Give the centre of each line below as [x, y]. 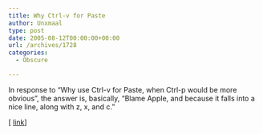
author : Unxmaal [35, 23]
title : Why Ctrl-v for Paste [57, 16]
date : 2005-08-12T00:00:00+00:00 [64, 38]
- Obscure [32, 61]
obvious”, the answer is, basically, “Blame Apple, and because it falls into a [131, 98]
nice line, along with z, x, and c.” [62, 106]
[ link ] [18, 122]
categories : [28, 53]
